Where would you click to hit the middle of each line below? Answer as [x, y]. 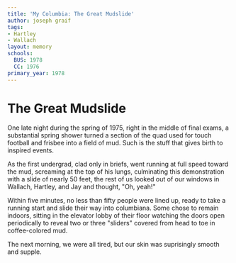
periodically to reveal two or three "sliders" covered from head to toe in [111, 223]
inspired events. [31, 150]
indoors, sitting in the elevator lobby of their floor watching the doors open [116, 216]
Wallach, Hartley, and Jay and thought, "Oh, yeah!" [82, 187]
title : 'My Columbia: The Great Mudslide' [71, 14]
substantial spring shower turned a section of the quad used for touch [109, 135]
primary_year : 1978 [36, 73]
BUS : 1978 [28, 60]
